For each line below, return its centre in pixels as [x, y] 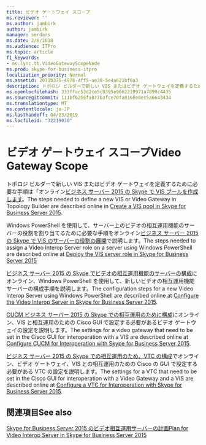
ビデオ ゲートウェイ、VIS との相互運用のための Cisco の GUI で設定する [107, 364]
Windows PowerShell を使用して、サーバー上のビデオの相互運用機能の [95, 225]
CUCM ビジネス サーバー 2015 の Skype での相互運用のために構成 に [92, 315]
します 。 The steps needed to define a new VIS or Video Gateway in [91, 199]
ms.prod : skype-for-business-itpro [52, 69]
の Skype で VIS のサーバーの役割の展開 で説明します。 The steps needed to [101, 241]
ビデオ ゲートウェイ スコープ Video [94, 153]
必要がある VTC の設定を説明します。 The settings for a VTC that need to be [102, 371]
